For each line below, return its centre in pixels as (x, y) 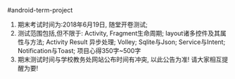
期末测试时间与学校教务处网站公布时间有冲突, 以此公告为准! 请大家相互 (120, 59)
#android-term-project (40, 10)
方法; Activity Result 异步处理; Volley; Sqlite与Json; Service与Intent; (128, 42)
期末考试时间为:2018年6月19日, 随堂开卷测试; (82, 24)
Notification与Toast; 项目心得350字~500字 (79, 51)
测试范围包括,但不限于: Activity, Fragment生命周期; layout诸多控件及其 (119, 33)
